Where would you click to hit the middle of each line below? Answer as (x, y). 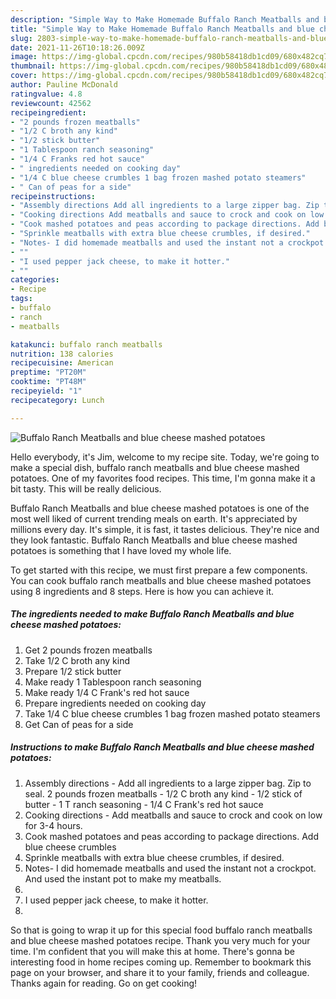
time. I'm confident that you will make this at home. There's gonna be (152, 951)
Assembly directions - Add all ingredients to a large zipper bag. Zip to (168, 783)
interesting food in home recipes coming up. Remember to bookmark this (161, 962)
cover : (24, 76)
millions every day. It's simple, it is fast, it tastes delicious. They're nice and (165, 529)
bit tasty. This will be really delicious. (86, 488)
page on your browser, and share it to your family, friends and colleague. (160, 972)
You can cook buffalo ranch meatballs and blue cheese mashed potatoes (161, 580)
